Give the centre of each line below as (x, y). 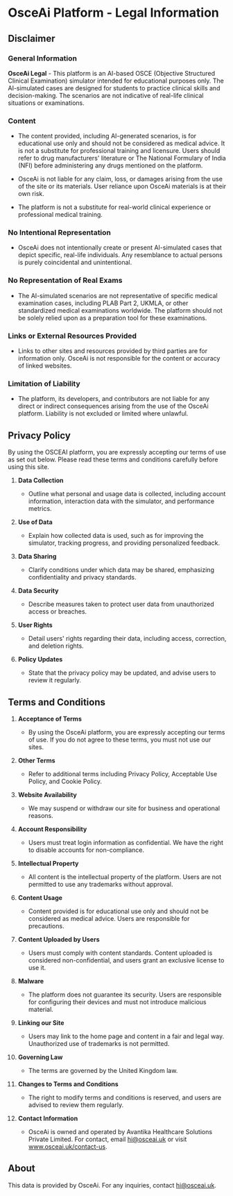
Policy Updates (40, 660)
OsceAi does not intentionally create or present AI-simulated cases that (120, 247)
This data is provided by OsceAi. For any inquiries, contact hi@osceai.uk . (112, 1185)
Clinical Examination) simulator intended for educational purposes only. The (116, 81)
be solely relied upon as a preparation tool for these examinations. (112, 318)
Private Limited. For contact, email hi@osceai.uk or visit (107, 1139)
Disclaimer (32, 39)
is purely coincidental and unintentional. (75, 263)
